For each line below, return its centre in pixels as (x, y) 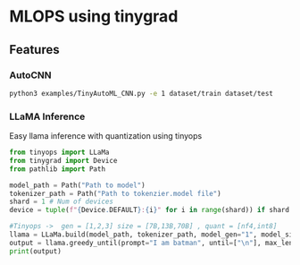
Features (34, 50)
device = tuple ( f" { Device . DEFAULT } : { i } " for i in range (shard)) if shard (150, 210)
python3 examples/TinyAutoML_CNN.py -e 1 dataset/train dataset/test (142, 93)
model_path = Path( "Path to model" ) (77, 185)
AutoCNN (30, 75)
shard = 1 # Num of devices (62, 202)
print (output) (36, 251)
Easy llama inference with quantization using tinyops (106, 136)
